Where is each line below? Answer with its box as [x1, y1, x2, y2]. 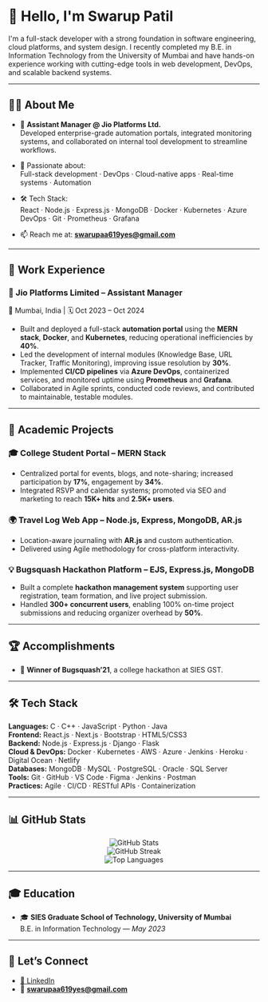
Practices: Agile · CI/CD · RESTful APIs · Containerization [8, 781, 196, 791]
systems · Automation [19, 178, 92, 187]
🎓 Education [8, 887, 76, 900]
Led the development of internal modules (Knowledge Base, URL [19, 349, 233, 359]
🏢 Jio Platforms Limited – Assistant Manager [8, 287, 183, 298]
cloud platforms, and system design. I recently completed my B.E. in [8, 42, 232, 51]
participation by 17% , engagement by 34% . [19, 477, 164, 487]
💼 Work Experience [8, 263, 105, 277]
